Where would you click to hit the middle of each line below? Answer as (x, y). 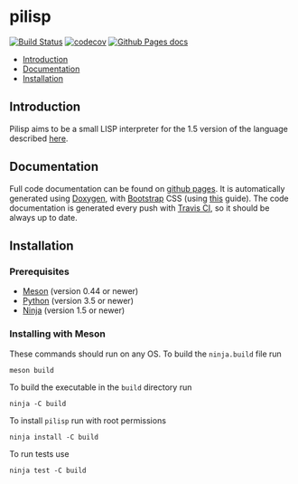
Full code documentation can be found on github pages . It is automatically (147, 188)
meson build (32, 370)
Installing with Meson (58, 334)
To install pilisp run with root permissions (88, 420)
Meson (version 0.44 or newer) (80, 291)
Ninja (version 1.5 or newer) (74, 310)
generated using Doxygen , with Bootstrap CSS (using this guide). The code (149, 198)
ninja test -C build (48, 470)
